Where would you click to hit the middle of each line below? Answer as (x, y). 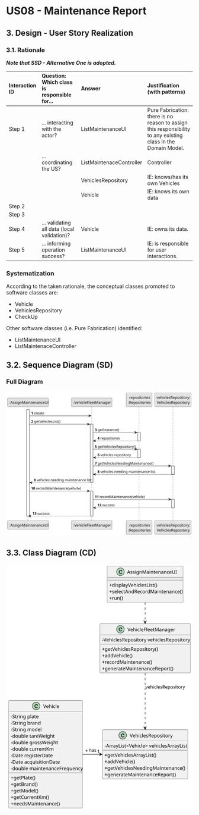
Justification (163, 85)
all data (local (58, 229)
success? (53, 256)
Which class (57, 82)
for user (157, 250)
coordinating (57, 162)
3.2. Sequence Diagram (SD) (60, 365)
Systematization (30, 273)
